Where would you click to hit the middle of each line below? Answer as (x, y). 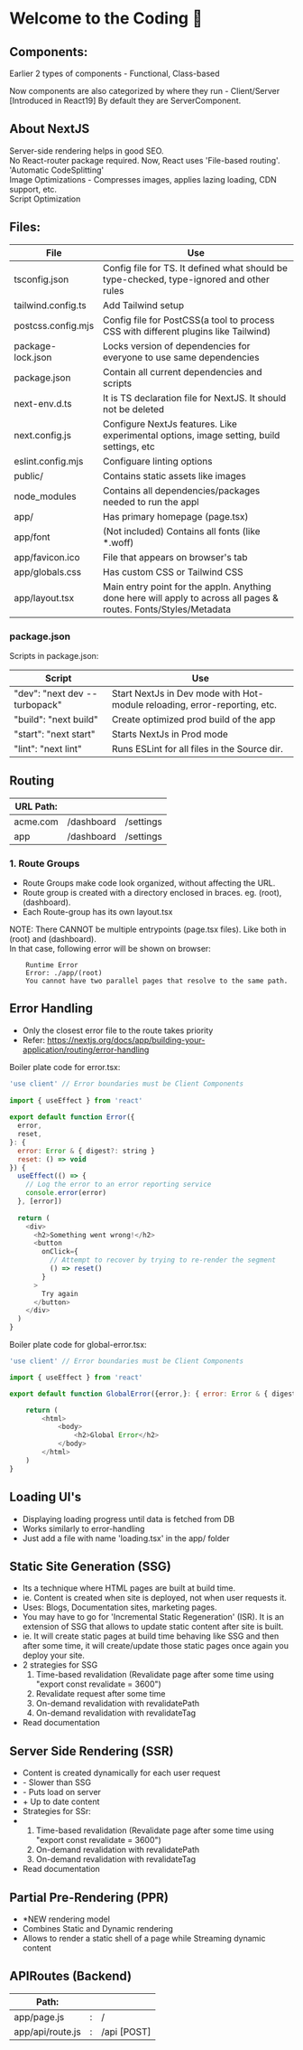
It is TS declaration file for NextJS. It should (194, 398)
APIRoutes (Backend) (71, 1976)
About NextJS (50, 129)
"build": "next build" (56, 719)
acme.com (36, 822)
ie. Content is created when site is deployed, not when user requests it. (154, 1598)
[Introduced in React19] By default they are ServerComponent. (125, 100)
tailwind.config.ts (50, 305)
